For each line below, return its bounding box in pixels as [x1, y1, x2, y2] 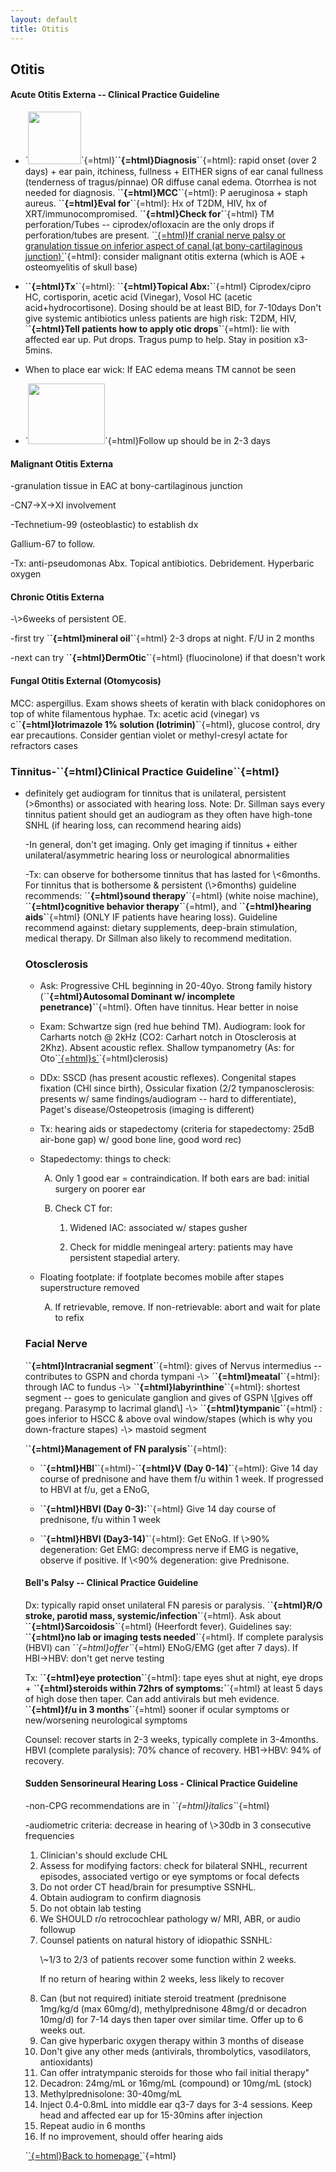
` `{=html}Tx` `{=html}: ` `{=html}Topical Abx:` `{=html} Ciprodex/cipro [24, 280, 312, 292]
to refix [54, 1312, 85, 1324]
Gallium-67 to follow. [10, 538, 96, 550]
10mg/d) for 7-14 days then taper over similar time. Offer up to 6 [39, 2013, 304, 2025]
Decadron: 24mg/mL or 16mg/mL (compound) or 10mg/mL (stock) [39, 2077, 313, 2089]
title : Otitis [10, 24, 70, 34]
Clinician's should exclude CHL [39, 1849, 168, 1861]
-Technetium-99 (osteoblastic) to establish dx [10, 519, 199, 531]
